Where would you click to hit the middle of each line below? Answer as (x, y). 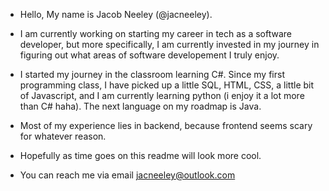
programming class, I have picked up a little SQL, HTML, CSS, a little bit (167, 85)
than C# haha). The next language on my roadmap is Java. (140, 106)
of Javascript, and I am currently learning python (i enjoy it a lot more (162, 95)
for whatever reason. (63, 136)
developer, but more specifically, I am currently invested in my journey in (169, 44)
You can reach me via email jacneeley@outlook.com (127, 175)
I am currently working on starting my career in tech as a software (155, 33)
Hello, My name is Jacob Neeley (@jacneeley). (116, 14)
